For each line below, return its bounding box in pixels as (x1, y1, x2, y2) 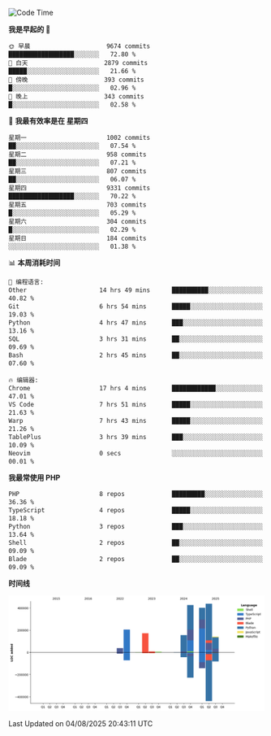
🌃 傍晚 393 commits (8, 76, 144, 84)
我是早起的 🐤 (8, 24, 51, 34)
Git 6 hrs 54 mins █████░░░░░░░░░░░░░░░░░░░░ (8, 303, 264, 311)
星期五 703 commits (8, 201, 147, 209)
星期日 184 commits (8, 234, 147, 242)
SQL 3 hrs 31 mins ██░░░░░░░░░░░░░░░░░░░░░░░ (8, 335, 264, 343)
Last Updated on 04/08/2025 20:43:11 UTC (8, 718, 153, 728)
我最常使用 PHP (8, 473, 61, 482)
